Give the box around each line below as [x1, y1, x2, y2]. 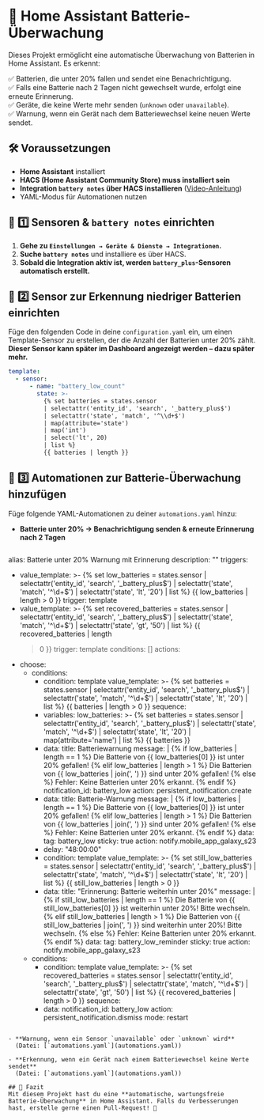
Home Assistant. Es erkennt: [8, 59, 100, 68]
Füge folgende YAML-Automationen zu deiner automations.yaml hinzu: [8, 509, 237, 518]
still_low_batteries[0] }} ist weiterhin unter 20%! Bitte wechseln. [43, 903, 251, 913]
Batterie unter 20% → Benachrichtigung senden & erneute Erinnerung [19, 524, 255, 533]
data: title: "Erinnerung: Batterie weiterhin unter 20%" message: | [43, 886, 255, 896]
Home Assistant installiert [19, 166, 105, 176]
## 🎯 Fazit [8, 1083, 44, 1091]
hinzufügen [8, 488, 67, 501]
